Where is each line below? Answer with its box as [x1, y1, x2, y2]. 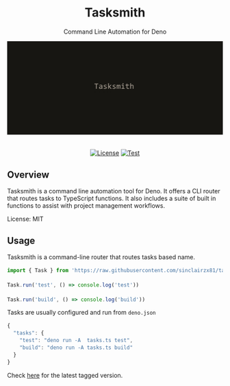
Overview [7, 169, 50, 180]
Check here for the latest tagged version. [7, 371, 123, 379]
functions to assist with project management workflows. [7, 202, 166, 210]
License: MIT [7, 215, 44, 224]
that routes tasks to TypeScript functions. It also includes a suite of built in [7, 194, 216, 203]
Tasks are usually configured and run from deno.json [7, 309, 156, 317]
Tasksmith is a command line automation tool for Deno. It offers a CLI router [7, 187, 220, 195]
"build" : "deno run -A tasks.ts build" [19, 344, 133, 351]
